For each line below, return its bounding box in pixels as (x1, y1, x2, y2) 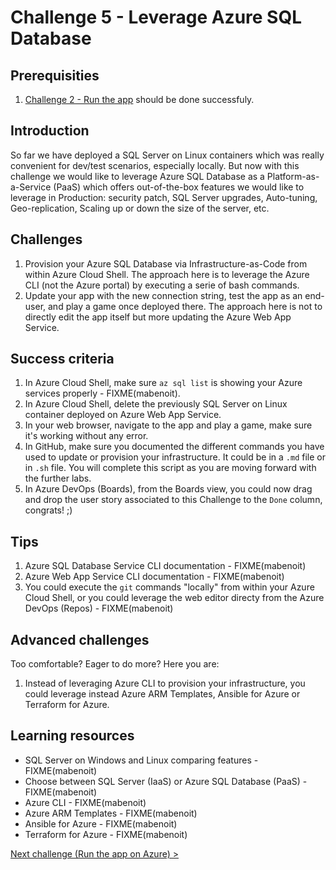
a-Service (10, 181, 52, 193)
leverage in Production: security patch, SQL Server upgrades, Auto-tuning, (10, 191, 318, 203)
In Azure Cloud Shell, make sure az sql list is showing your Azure (24, 377, 303, 389)
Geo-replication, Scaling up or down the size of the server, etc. (10, 202, 270, 214)
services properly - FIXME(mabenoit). (24, 387, 181, 400)
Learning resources (10, 727, 135, 745)
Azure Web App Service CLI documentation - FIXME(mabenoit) (24, 571, 285, 583)
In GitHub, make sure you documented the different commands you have (24, 441, 325, 453)
